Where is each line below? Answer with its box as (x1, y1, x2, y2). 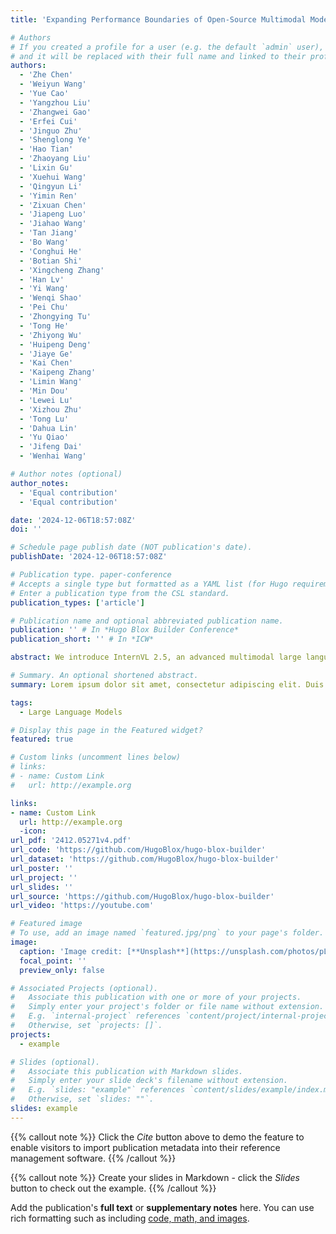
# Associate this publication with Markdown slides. (10, 1066, 244, 1076)
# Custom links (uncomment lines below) (10, 752, 182, 763)
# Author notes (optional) (10, 469, 123, 479)
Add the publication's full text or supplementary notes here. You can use (10, 1201, 315, 1213)
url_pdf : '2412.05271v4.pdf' (10, 836, 132, 846)
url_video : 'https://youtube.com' (10, 901, 155, 911)
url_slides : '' (10, 882, 74, 892)
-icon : (19, 826, 47, 836)
